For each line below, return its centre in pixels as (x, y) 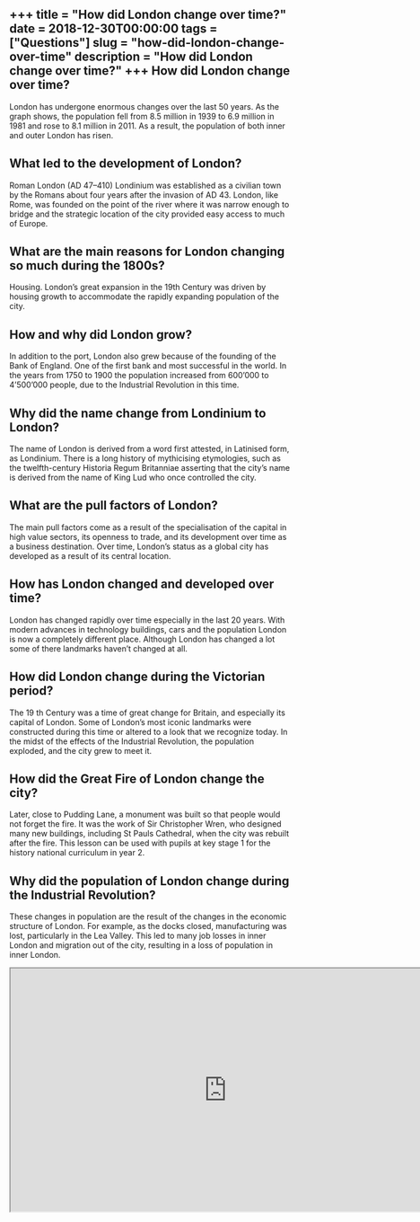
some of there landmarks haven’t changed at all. (99, 648)
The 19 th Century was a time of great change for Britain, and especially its (147, 713)
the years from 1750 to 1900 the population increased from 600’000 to (139, 376)
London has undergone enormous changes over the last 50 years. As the (144, 106)
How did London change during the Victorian (137, 677)
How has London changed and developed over (142, 584)
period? (31, 691)
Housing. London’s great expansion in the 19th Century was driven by (138, 288)
